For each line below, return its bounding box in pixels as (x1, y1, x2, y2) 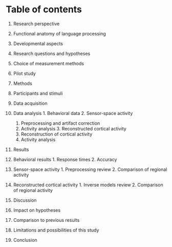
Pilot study (13, 70, 36, 77)
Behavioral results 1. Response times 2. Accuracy (13, 156, 117, 162)
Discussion (13, 197, 37, 203)
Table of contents (6, 4, 82, 15)
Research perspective (13, 21, 60, 27)
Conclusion (13, 237, 37, 243)
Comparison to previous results (13, 217, 80, 223)
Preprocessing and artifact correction (20, 120, 100, 126)
